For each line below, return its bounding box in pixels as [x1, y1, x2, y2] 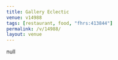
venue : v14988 [6, 15, 43, 21]
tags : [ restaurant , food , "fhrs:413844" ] [6, 20, 113, 26]
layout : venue [6, 32, 43, 38]
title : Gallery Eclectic [6, 8, 69, 15]
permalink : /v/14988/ [6, 25, 61, 32]
